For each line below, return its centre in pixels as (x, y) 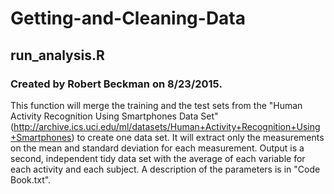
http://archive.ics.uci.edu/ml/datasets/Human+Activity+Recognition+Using (167, 126)
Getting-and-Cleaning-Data (128, 18)
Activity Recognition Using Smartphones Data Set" (114, 116)
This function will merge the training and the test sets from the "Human (156, 105)
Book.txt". (31, 179)
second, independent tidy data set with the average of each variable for (158, 158)
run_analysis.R (57, 55)
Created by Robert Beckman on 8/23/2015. (116, 84)
